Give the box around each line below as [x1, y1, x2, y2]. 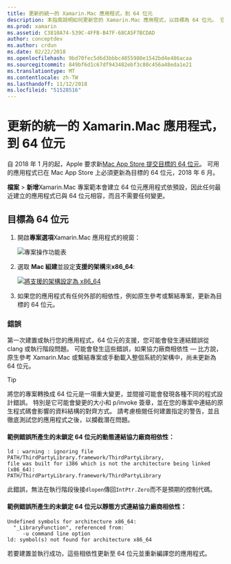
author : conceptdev [7, 36, 63, 43]
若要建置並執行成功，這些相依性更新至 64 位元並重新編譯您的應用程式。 [7, 549, 211, 557]
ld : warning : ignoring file [7, 448, 94, 455]
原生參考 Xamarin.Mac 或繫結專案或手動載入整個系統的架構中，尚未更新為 [7, 354, 217, 362]
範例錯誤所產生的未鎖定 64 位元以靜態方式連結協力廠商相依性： [7, 502, 187, 510]
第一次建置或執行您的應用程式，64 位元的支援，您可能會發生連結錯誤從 [7, 336, 210, 345]
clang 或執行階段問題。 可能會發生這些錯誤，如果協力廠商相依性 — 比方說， [7, 345, 222, 353]
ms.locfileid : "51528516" [7, 87, 81, 94]
